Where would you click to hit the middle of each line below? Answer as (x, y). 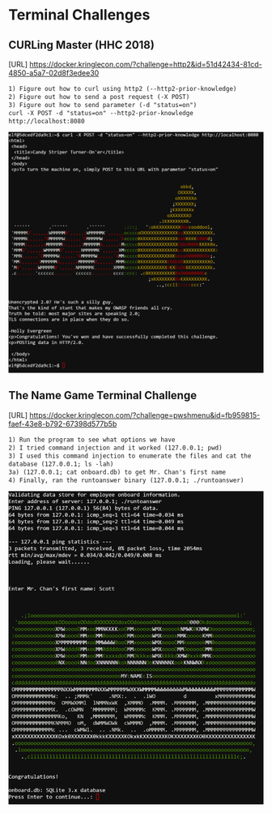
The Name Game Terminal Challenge (102, 396)
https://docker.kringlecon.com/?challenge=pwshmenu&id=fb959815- (145, 415)
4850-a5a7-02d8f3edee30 (54, 73)
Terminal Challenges (79, 15)
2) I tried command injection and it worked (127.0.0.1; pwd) (115, 448)
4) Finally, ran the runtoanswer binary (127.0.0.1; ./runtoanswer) (126, 480)
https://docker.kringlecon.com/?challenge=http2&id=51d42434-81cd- (146, 64)
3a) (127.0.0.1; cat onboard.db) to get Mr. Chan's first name (117, 472)
